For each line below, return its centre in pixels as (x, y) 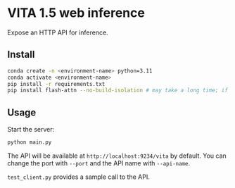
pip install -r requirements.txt (56, 84)
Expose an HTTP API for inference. (58, 32)
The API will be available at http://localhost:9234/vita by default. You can (117, 156)
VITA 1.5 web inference (76, 13)
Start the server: (31, 130)
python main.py (30, 142)
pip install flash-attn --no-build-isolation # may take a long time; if (118, 90)
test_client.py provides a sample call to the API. (78, 177)
